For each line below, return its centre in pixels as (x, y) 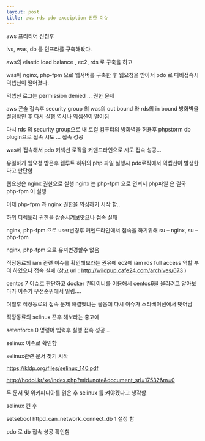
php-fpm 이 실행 (27, 191)
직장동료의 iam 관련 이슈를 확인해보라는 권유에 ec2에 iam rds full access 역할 (99, 262)
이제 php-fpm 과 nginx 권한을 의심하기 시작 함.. (63, 204)
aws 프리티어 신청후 (30, 36)
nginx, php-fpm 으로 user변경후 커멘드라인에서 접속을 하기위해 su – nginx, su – (102, 230)
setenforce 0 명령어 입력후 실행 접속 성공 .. (58, 330)
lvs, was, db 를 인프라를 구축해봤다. (49, 49)
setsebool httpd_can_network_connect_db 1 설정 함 (70, 418)
